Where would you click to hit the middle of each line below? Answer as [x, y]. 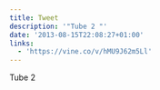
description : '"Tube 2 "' [58, 26]
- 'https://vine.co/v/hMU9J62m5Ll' [85, 52]
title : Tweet [34, 18]
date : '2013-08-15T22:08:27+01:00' [77, 35]
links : [22, 43]
